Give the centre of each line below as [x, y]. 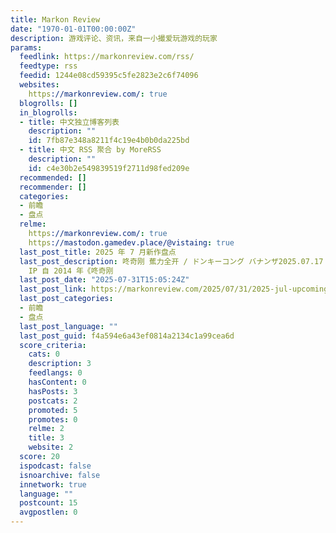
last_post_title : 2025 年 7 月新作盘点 [98, 252]
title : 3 [46, 438]
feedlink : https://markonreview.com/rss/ [107, 57]
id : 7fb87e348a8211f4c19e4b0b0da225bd [109, 141]
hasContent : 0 [57, 382]
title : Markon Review [55, 19]
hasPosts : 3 [53, 391]
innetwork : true [53, 484]
